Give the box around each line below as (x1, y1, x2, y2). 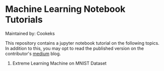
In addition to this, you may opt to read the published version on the (5, 45, 144, 51)
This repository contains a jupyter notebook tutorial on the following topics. (5, 40, 160, 46)
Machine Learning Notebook (5, 3, 126, 15)
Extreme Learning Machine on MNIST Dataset (12, 60, 107, 66)
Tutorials (5, 14, 43, 25)
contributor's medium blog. (5, 51, 61, 57)
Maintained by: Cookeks (5, 30, 55, 36)
